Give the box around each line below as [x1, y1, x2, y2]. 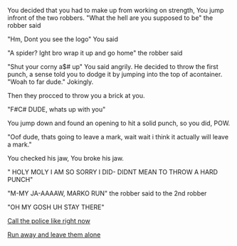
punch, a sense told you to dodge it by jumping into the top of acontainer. [7, 70, 223, 78]
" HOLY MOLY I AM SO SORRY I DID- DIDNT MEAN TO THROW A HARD [7, 168, 218, 176]
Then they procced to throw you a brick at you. [7, 92, 145, 100]
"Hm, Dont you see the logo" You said [7, 35, 119, 43]
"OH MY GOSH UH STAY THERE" [7, 203, 105, 211]
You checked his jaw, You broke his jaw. [7, 154, 125, 162]
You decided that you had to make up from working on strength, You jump [7, 6, 224, 14]
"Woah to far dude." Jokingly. [7, 77, 94, 86]
